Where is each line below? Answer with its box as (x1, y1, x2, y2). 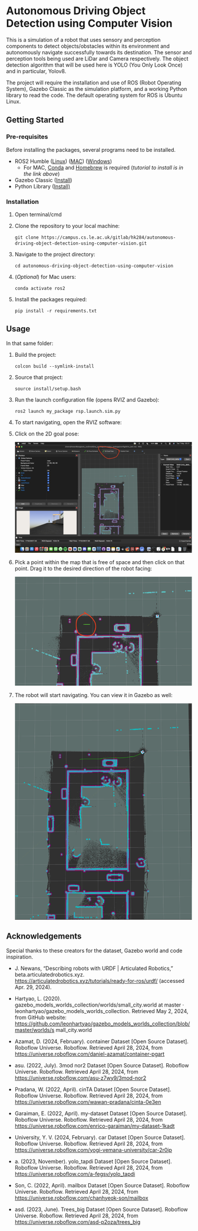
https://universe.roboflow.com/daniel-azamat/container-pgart (14, 1050, 165, 1057)
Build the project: (14, 351, 57, 358)
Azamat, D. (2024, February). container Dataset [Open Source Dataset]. (14, 1038, 189, 1045)
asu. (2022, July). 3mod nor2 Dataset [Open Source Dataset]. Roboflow (14, 1061, 189, 1069)
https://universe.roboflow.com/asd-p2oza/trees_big (14, 1218, 141, 1225)
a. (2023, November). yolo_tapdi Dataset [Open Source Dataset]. (14, 1158, 172, 1165)
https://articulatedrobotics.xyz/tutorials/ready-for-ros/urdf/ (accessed (14, 977, 184, 984)
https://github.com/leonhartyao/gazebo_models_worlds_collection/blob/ (14, 1020, 190, 1027)
